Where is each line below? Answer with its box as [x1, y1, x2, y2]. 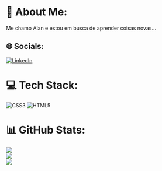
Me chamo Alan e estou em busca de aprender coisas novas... [6, 25, 157, 32]
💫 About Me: [6, 5, 68, 19]
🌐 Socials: [6, 41, 44, 51]
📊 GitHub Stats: [6, 123, 86, 137]
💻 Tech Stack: [6, 78, 78, 92]
